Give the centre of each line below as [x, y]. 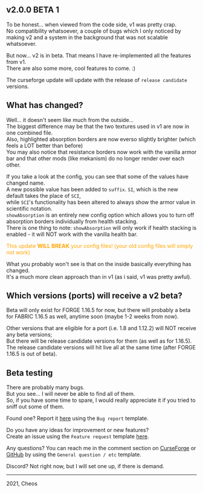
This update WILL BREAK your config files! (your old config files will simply [100, 246]
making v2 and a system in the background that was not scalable [87, 37]
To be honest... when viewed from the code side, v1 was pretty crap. [92, 24]
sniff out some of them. [35, 407]
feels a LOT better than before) [45, 145]
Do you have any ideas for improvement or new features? [78, 430]
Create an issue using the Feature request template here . [78, 436]
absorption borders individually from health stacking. [72, 221]
